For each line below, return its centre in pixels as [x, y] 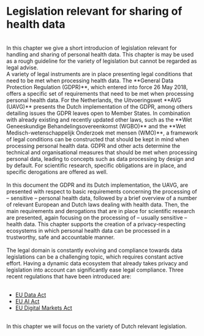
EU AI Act [27, 301]
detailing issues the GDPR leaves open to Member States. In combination [98, 113]
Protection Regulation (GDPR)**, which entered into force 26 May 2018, [97, 87]
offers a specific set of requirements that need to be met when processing [100, 93]
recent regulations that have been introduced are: [69, 276]
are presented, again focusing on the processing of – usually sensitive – [97, 217]
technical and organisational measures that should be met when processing [102, 152]
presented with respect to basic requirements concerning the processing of [102, 191]
